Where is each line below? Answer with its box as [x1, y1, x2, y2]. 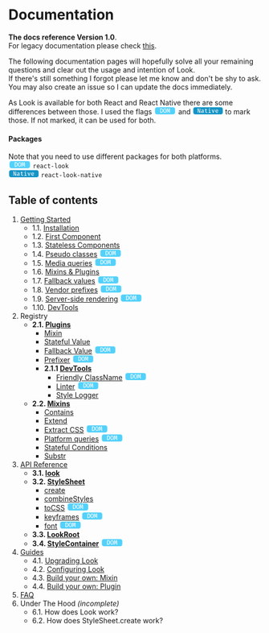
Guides [19, 547, 44, 556]
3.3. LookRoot [31, 529, 80, 539]
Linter [55, 381, 75, 391]
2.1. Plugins [31, 320, 71, 329]
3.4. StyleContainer [31, 538, 100, 548]
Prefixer [43, 354, 71, 364]
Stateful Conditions [43, 442, 108, 452]
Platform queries [43, 433, 100, 444]
